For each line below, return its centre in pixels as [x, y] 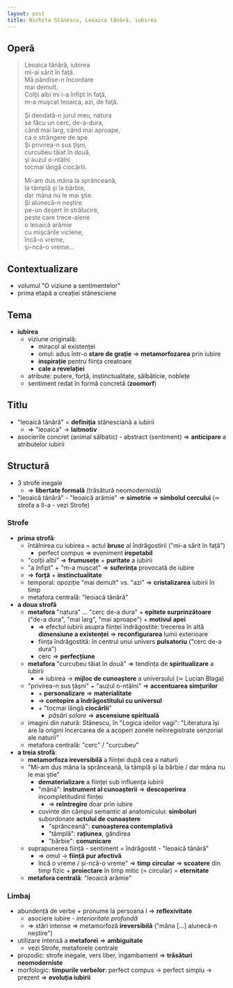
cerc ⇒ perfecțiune [66, 656]
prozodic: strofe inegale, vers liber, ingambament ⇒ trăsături [105, 955]
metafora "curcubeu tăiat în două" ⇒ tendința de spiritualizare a [121, 663]
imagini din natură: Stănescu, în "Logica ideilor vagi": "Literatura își [123, 722]
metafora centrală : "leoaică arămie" [80, 877]
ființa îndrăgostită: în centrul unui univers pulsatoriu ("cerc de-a [130, 641]
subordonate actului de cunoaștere [89, 818]
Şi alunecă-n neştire [53, 203]
